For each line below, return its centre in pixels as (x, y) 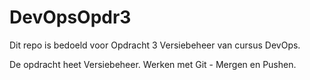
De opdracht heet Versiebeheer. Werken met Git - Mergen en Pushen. (153, 64)
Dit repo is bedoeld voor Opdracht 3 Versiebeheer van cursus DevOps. (155, 45)
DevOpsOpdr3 (70, 17)
